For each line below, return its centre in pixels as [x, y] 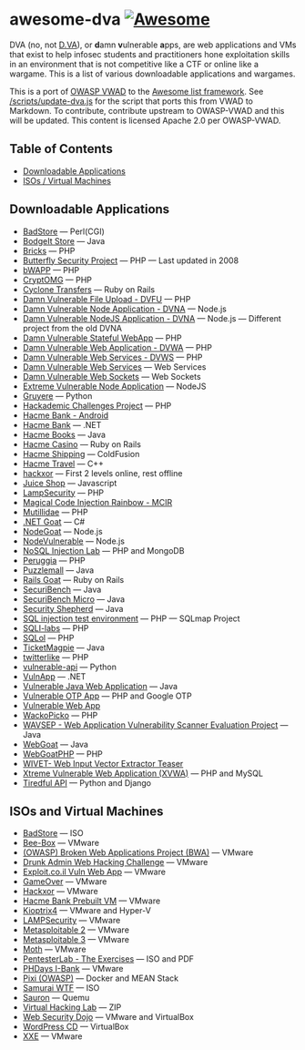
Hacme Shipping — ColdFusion [81, 454]
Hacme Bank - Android [66, 415]
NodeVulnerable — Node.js [74, 541]
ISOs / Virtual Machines [67, 180]
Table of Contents [61, 149]
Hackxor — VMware [60, 892]
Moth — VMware [54, 949]
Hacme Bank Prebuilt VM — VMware [91, 901]
